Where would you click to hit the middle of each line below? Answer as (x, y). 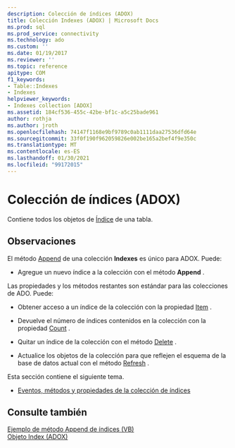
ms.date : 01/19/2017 (38, 54)
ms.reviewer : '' (31, 60)
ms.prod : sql (26, 27)
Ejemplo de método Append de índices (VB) (71, 429)
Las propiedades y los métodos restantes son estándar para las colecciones (118, 286)
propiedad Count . (44, 328)
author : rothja (30, 119)
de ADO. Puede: (31, 293)
